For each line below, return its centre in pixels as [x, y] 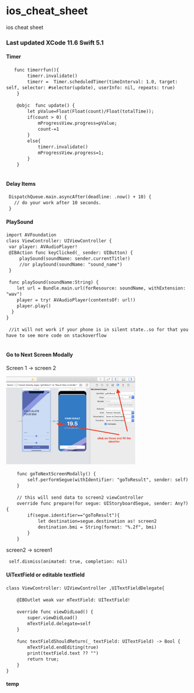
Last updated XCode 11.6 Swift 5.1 [55, 43]
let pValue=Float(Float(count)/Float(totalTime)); [91, 112]
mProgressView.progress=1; [71, 153]
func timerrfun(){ [37, 70]
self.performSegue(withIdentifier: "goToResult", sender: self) [108, 480]
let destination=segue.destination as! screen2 [97, 521]
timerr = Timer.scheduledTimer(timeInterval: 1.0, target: [103, 82]
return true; [43, 659]
